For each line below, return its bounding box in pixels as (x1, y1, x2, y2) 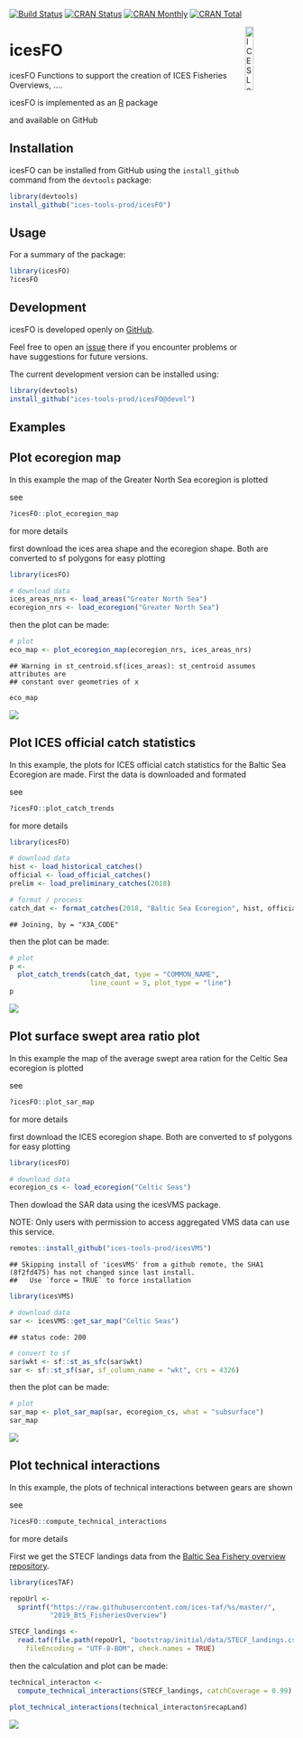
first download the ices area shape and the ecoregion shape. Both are (9, 543, 269, 554)
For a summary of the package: (9, 249, 126, 260)
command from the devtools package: (9, 174, 151, 185)
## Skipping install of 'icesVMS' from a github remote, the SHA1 (9, 1260, 264, 1269)
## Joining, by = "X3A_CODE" (9, 920, 119, 930)
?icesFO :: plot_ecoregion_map (9, 509, 119, 519)
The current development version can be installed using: (9, 369, 219, 379)
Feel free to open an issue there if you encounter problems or (9, 341, 238, 352)
